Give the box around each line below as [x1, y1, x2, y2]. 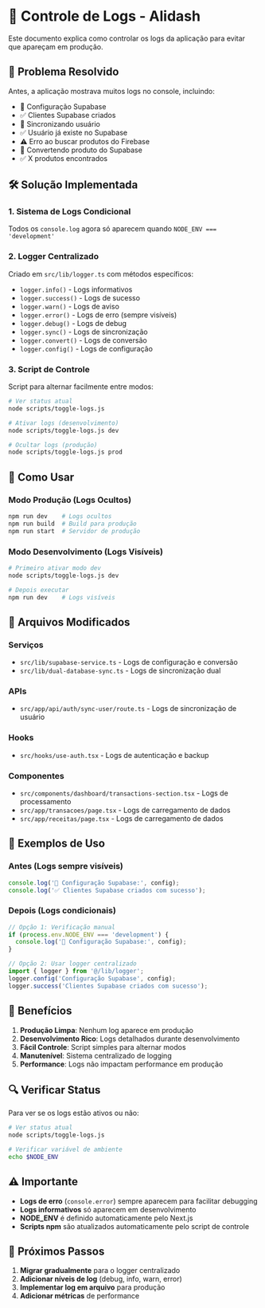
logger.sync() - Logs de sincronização [19, 327, 149, 336]
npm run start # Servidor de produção [8, 527, 141, 535]
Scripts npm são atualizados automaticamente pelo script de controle [19, 1221, 249, 1231]
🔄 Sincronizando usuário [19, 119, 101, 128]
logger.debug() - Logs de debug [19, 318, 127, 328]
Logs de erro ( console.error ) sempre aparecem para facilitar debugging [19, 1196, 258, 1206]
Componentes [8, 770, 65, 781]
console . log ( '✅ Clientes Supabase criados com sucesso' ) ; [8, 886, 206, 894]
